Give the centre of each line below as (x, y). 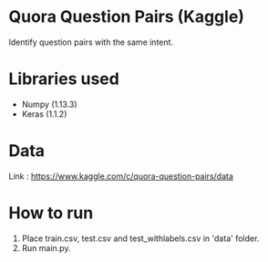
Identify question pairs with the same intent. (91, 42)
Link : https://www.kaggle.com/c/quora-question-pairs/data (121, 176)
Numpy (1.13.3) (50, 104)
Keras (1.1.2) (44, 114)
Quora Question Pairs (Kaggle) (127, 17)
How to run (51, 213)
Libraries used (64, 79)
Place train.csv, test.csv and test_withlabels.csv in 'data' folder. (140, 238)
